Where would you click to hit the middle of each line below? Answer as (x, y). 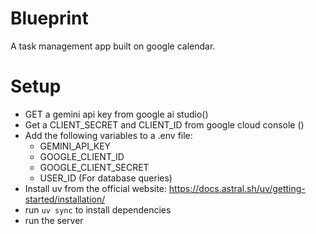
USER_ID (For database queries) (106, 178)
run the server (54, 220)
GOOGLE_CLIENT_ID (82, 156)
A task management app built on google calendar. (113, 46)
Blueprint (49, 18)
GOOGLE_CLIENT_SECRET (94, 167)
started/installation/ (65, 199)
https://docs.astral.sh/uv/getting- (237, 188)
